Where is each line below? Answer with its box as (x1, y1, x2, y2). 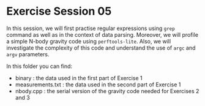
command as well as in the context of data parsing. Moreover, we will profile (6, 31, 199, 38)
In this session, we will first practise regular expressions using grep (6, 25, 176, 32)
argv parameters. (6, 50, 50, 58)
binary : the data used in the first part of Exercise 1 (15, 74, 143, 81)
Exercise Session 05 (6, 4, 112, 18)
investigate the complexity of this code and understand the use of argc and (6, 44, 196, 51)
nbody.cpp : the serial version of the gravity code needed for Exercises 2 (15, 87, 199, 94)
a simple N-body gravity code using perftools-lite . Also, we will (6, 37, 171, 45)
